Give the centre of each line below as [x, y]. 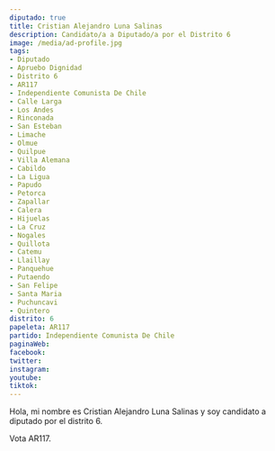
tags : [19, 51]
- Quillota [30, 244]
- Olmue [24, 143]
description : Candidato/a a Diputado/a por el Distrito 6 [120, 34]
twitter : [26, 361]
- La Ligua [30, 176]
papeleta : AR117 [40, 328]
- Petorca [28, 194]
